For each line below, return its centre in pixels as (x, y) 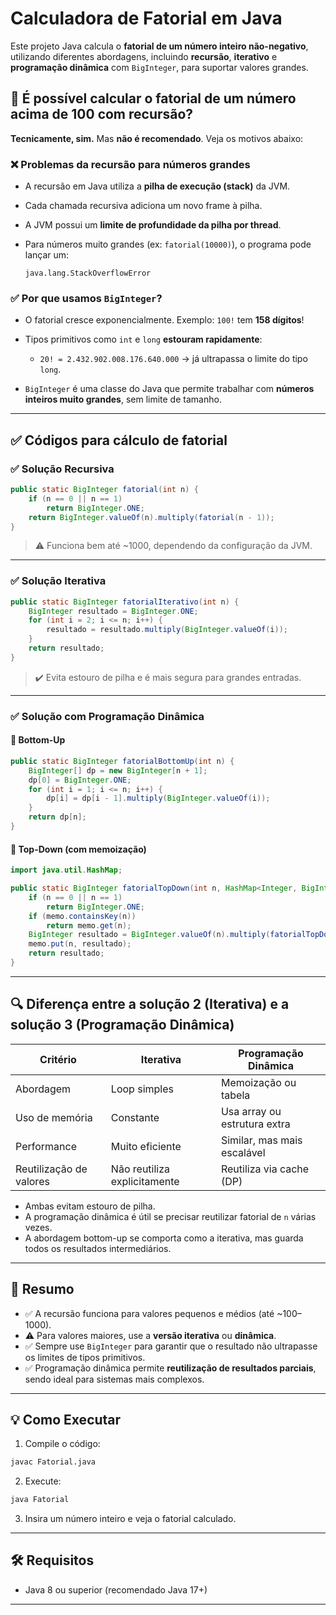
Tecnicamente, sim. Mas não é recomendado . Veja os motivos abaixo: (157, 138)
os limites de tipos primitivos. (85, 1357)
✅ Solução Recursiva (62, 469)
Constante (135, 1117)
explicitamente (145, 1181)
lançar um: (47, 255)
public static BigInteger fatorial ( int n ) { (104, 490)
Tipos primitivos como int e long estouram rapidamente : (143, 339)
